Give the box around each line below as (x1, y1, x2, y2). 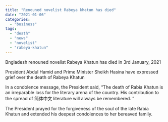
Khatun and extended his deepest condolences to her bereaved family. (5, 111, 153, 117)
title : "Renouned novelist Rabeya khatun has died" (5, 7, 116, 13)
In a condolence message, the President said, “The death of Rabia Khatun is (5, 84, 163, 90)
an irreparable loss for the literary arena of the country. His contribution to (5, 89, 159, 95)
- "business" (10, 21, 37, 27)
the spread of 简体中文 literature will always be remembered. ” (5, 95, 135, 101)
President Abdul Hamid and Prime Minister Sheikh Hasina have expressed (5, 69, 159, 75)
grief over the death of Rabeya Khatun (5, 74, 85, 80)
